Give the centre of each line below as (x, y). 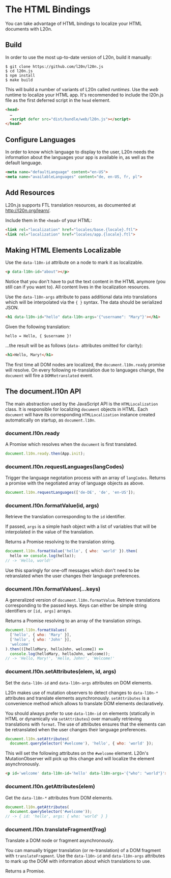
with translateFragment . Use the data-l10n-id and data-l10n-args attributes (85, 856)
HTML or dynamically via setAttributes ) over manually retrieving (74, 719)
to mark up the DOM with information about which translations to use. (78, 861)
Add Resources (30, 193)
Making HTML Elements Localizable (63, 250)
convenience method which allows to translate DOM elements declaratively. (85, 703)
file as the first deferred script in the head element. (58, 100)
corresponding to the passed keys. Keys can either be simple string (76, 605)
